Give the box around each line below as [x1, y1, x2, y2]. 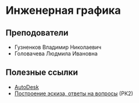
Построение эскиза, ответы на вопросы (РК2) [14, 90, 134, 97]
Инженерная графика [5, 4, 122, 17]
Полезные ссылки [5, 67, 78, 78]
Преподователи [5, 28, 69, 38]
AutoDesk [14, 83, 39, 90]
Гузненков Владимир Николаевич [14, 43, 102, 51]
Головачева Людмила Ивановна [14, 50, 98, 57]
